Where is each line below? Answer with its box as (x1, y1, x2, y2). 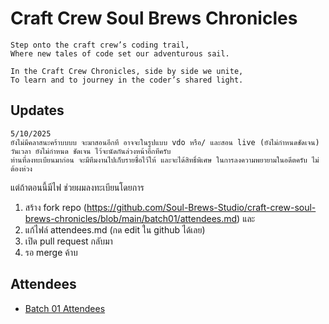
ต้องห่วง (10, 163, 33, 174)
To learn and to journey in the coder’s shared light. (10, 75, 244, 85)
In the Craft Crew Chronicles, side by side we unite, (10, 66, 244, 76)
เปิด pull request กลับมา (24, 235, 113, 247)
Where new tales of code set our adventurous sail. (10, 48, 230, 59)
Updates (10, 102, 65, 119)
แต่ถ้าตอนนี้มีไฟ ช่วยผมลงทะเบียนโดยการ (10, 181, 145, 193)
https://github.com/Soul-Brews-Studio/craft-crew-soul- (86, 201, 317, 213)
